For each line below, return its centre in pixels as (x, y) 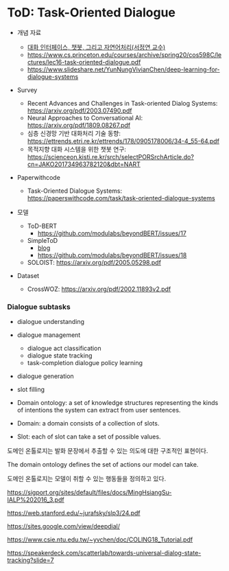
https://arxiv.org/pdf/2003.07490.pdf (80, 110)
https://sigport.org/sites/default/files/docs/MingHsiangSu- (89, 493)
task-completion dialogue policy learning (85, 363)
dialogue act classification (64, 349)
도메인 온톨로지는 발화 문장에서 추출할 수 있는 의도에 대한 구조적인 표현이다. (108, 451)
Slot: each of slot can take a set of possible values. (89, 436)
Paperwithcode (38, 177)
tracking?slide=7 (31, 560)
